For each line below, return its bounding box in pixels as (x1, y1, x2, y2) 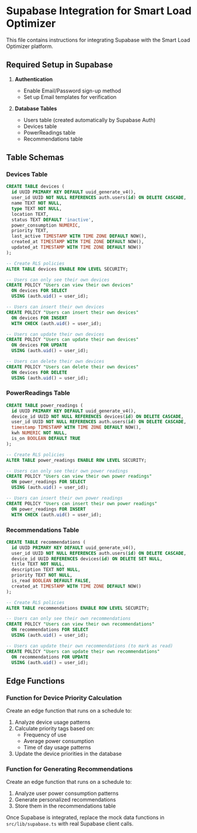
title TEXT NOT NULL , (11, 561, 65, 567)
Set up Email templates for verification (23, 93, 117, 100)
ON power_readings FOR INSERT (11, 506, 86, 512)
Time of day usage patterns (23, 744, 92, 751)
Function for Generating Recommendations (6, 765, 133, 773)
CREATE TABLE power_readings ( (6, 402, 83, 408)
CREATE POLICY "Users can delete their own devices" (6, 363, 139, 370)
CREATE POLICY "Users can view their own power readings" (6, 473, 152, 480)
